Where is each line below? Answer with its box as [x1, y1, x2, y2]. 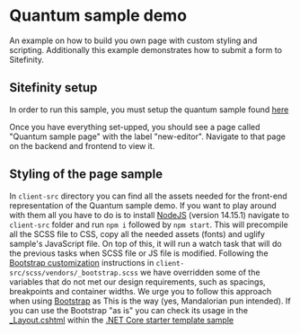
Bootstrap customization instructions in [9, 257, 154, 268]
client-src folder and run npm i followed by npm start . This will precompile [9, 219, 289, 230]
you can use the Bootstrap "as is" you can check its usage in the [9, 304, 249, 315]
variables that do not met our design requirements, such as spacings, [9, 276, 267, 287]
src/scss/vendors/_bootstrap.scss [9, 268, 139, 277]
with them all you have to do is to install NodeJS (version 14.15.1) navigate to [9, 209, 290, 220]
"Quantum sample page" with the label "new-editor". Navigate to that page [9, 131, 286, 142]
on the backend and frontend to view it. [9, 140, 155, 151]
